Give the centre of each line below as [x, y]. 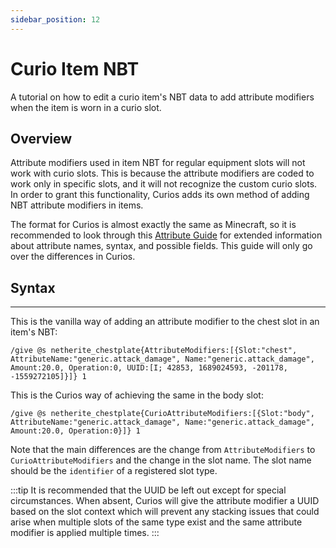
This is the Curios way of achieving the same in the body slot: [137, 395]
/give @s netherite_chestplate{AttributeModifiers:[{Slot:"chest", [154, 351]
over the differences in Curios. [73, 257]
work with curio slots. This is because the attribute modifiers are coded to [162, 173]
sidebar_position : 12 [55, 19]
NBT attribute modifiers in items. [77, 205]
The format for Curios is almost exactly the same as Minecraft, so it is [153, 225]
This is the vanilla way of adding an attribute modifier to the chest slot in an [165, 322]
